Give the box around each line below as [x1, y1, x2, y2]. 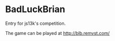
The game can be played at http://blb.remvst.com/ [5, 30, 110, 36]
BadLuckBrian [5, 4, 66, 15]
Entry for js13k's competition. [5, 20, 66, 26]
